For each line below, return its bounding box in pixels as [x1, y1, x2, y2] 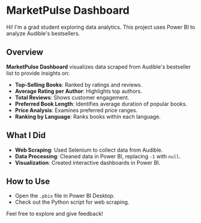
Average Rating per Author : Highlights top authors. [14, 88, 142, 95]
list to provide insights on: [6, 70, 70, 77]
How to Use [6, 176, 50, 186]
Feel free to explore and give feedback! [6, 210, 103, 218]
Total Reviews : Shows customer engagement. [14, 94, 130, 101]
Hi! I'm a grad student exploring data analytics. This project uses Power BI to [6, 23, 196, 31]
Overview [6, 47, 44, 58]
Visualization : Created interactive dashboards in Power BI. [14, 159, 161, 166]
